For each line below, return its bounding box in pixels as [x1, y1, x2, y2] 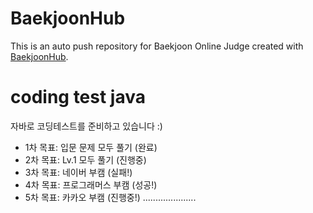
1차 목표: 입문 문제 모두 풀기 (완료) [24, 141, 158, 153]
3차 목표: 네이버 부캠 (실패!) [24, 166, 133, 178]
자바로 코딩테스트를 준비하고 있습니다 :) [10, 120, 163, 132]
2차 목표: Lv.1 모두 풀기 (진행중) [24, 153, 147, 166]
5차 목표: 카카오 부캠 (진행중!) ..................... [24, 191, 197, 203]
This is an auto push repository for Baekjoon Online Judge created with [10, 40, 304, 52]
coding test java [10, 86, 147, 109]
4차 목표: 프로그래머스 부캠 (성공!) [24, 178, 158, 191]
